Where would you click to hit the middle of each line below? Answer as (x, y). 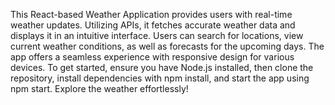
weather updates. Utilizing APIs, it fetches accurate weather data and (153, 25)
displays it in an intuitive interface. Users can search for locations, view (157, 35)
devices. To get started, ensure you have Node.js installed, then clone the (162, 67)
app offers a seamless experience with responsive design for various (152, 57)
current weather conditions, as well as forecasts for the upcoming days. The (167, 46)
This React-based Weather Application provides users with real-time (151, 14)
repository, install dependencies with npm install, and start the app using (160, 78)
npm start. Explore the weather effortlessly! (99, 88)
